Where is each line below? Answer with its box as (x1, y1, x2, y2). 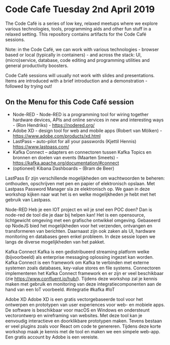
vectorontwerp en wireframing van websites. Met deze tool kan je (5, 312, 143, 318)
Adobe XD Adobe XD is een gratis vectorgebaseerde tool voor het (5, 296, 143, 302)
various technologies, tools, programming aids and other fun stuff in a (5, 25, 151, 31)
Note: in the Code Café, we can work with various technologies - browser (5, 46, 159, 52)
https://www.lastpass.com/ (12, 144, 70, 150)
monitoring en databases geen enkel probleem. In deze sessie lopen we (5, 233, 156, 239)
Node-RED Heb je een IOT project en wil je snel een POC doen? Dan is (5, 206, 152, 213)
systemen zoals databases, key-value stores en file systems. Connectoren (5, 265, 161, 271)
